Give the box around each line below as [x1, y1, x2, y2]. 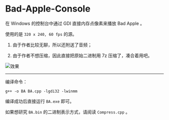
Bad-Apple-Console [5, 3, 91, 15]
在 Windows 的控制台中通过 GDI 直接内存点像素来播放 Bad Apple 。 [5, 20, 145, 26]
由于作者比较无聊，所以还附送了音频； [12, 41, 92, 48]
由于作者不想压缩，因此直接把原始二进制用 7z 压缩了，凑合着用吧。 [12, 52, 152, 58]
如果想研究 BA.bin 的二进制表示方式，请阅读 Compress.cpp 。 [5, 109, 130, 115]
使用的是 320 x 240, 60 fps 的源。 [5, 31, 77, 37]
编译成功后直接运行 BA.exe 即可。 [5, 98, 74, 104]
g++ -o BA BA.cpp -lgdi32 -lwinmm [5, 89, 78, 94]
